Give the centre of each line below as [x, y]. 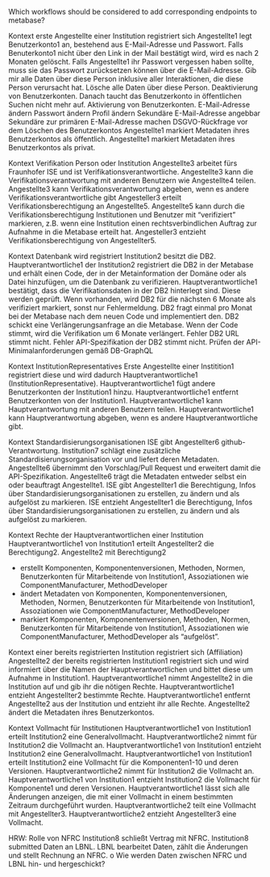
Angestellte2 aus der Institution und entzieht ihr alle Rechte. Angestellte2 [129, 704]
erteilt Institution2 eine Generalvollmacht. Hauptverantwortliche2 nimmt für [133, 736]
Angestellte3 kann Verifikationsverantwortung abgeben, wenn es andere [129, 189]
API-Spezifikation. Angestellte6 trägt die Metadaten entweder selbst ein [128, 476]
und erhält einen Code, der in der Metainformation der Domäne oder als [128, 273]
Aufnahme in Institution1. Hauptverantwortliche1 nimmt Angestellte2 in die [131, 678]
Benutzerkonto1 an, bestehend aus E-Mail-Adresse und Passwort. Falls [126, 44]
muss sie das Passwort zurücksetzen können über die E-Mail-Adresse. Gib [133, 70]
